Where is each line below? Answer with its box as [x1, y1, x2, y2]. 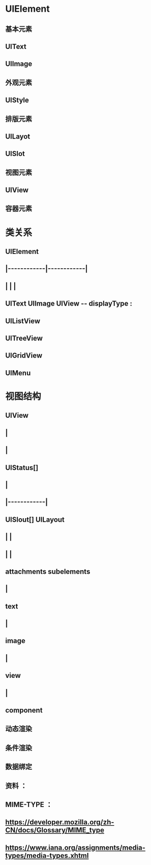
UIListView [5, 317, 41, 325]
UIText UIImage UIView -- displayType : [5, 299, 132, 308]
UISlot [5, 149, 25, 158]
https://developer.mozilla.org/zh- [5, 818, 114, 827]
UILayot [5, 132, 31, 141]
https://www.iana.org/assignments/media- [5, 843, 146, 852]
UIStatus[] [5, 463, 39, 472]
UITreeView [5, 334, 43, 343]
